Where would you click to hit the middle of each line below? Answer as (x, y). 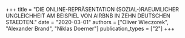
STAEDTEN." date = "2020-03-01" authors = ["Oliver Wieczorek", (87, 22)
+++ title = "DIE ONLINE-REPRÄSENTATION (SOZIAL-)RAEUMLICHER (92, 9)
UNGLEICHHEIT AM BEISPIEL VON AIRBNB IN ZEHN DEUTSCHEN (88, 16)
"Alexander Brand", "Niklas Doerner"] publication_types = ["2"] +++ (90, 28)
